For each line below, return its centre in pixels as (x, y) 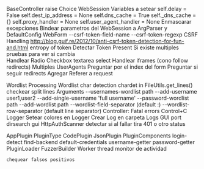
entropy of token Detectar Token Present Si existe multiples (104, 47)
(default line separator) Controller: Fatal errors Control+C (115, 111)
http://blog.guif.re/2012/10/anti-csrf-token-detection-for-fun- (107, 41)
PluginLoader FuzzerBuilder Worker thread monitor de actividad (86, 149)
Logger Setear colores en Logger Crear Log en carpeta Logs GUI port (94, 117)
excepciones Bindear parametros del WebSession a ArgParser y (87, 28)
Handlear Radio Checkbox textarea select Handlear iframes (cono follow (97, 60)
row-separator (24, 111)
